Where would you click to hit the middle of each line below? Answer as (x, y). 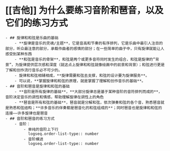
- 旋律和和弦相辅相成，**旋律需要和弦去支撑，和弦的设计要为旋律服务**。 (82, 75)
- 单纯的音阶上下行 (41, 129)
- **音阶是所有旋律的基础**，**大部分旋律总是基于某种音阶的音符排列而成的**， (88, 92)
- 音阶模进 (34, 139)
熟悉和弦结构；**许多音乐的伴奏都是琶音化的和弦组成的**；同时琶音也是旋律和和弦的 (86, 108)
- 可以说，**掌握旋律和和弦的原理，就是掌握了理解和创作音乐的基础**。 (80, 81)
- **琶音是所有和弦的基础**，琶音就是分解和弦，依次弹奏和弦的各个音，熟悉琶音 (88, 102)
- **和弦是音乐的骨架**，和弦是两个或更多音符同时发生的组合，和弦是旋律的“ (85, 59)
